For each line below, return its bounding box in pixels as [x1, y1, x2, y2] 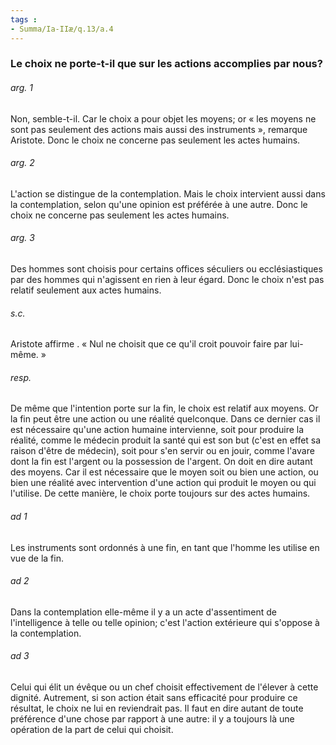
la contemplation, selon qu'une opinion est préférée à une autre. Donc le [10, 198, 308, 210]
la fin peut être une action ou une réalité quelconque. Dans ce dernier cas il [10, 413, 321, 425]
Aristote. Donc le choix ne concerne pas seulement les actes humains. [10, 134, 301, 146]
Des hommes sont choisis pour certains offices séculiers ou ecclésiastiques [10, 263, 323, 275]
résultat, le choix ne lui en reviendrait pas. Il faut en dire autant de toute [10, 702, 304, 715]
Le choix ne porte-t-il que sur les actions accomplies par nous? [10, 57, 323, 71]
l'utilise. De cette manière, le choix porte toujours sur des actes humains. [10, 487, 311, 500]
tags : [10, 14, 38, 25]
